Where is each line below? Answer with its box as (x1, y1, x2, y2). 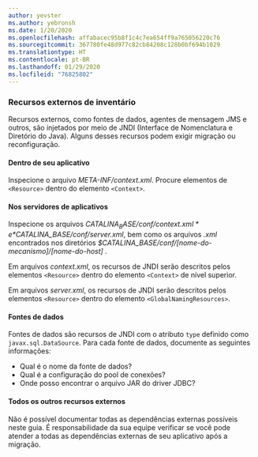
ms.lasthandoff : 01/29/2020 (8, 63, 101, 71)
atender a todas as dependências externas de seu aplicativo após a (8, 431, 228, 440)
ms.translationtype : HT (8, 48, 87, 56)
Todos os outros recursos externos (8, 396, 126, 406)
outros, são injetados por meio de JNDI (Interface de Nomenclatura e (8, 123, 233, 132)
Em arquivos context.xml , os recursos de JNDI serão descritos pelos (8, 262, 231, 271)
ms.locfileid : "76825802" (8, 70, 93, 78)
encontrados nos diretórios (8, 238, 96, 247)
